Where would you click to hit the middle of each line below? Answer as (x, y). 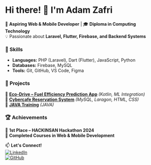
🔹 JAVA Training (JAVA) (30, 104)
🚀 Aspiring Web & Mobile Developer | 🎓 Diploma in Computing (71, 24)
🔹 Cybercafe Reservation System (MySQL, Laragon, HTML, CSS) (72, 99)
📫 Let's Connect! (23, 145)
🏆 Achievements (26, 118)
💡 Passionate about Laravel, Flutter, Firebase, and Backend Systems (75, 36)
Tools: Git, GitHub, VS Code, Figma (48, 70)
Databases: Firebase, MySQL (42, 66)
